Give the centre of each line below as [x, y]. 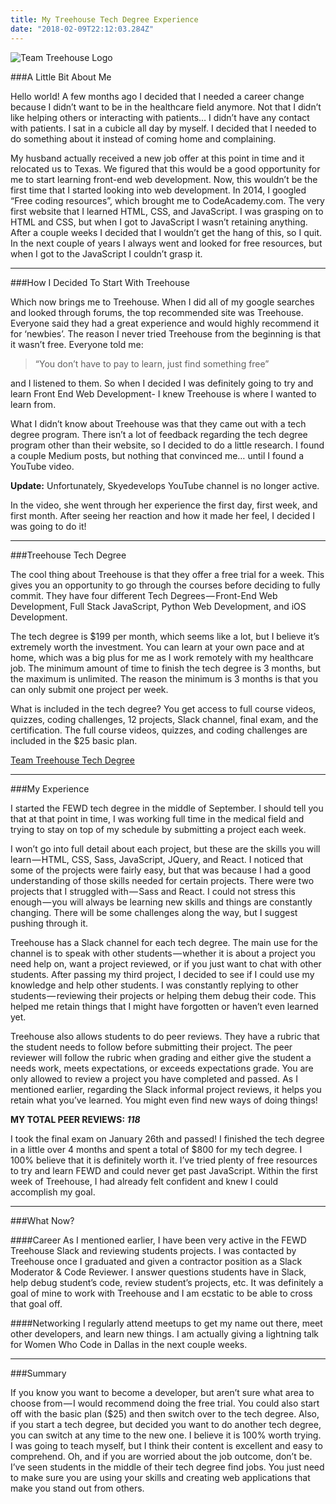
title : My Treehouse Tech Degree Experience [104, 19]
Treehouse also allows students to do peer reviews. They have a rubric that [165, 1036]
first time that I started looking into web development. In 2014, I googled [158, 190]
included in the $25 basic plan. [74, 740]
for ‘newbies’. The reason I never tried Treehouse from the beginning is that [166, 333]
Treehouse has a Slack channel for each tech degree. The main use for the [164, 942]
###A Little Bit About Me [61, 77]
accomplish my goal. [53, 1192]
